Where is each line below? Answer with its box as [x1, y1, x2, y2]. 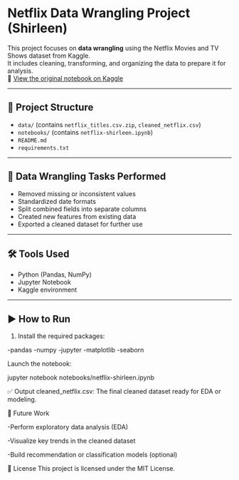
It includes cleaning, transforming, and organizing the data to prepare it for [7, 58, 226, 67]
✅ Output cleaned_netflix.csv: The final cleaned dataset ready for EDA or [7, 387, 221, 396]
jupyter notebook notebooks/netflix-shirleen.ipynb [7, 373, 155, 382]
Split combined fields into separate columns [17, 205, 147, 213]
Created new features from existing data [17, 212, 137, 220]
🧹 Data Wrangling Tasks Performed [7, 170, 166, 183]
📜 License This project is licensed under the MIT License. [7, 464, 176, 473]
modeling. [7, 395, 37, 404]
